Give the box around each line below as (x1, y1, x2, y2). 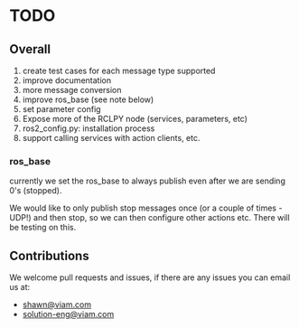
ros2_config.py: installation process (22, 123, 155, 134)
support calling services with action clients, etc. (22, 133, 201, 143)
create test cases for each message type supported (22, 65, 216, 76)
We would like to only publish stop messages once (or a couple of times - (9, 202, 283, 213)
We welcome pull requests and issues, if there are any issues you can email (9, 272, 291, 283)
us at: (9, 282, 31, 293)
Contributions (9, 248, 89, 263)
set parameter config (22, 104, 101, 114)
